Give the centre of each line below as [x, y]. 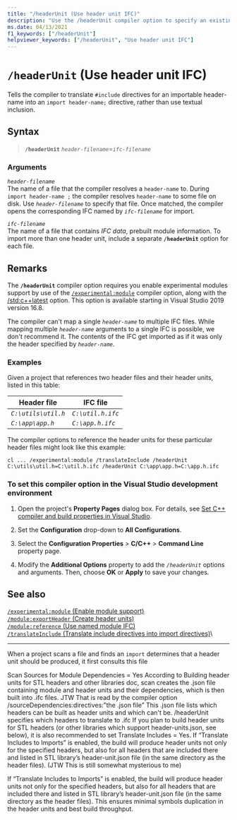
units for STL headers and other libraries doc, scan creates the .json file [111, 683]
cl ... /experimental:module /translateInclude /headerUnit [98, 460]
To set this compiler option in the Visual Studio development [113, 485]
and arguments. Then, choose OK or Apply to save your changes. [113, 572]
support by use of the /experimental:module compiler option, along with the [117, 292]
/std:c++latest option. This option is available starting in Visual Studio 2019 [116, 300]
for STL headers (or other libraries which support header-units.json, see [112, 727]
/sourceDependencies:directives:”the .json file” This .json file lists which [112, 705]
